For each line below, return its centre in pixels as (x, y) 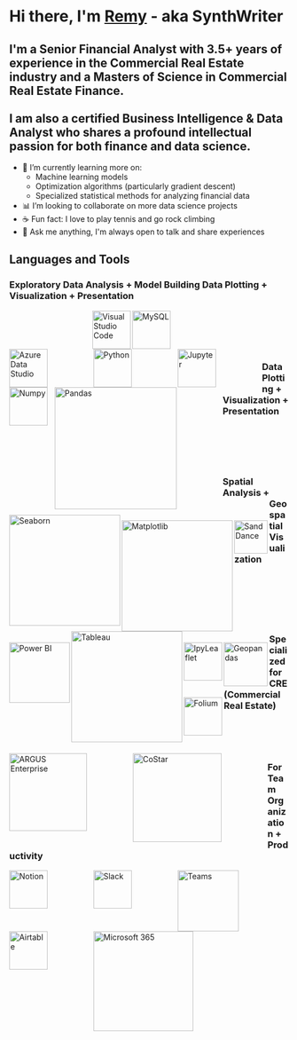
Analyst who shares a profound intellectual (131, 132)
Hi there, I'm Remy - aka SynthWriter (146, 16)
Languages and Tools (70, 260)
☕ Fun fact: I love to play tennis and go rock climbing (118, 219)
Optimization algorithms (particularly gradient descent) (136, 186)
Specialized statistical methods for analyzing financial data (142, 196)
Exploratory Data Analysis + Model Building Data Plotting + (138, 285)
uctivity (26, 855)
